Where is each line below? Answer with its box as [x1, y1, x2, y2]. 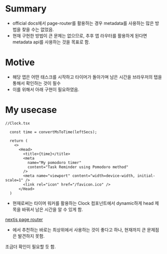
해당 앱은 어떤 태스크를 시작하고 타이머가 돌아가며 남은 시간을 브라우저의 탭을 [12, 73, 162, 80]
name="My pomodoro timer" [27, 160, 81, 165]
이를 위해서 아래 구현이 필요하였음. [12, 86, 79, 92]
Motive [5, 57, 35, 68]
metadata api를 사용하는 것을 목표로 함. [12, 38, 90, 45]
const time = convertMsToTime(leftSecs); [9, 129, 97, 134]
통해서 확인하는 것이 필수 [12, 80, 61, 86]
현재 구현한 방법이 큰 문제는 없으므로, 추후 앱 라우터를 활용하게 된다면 [12, 32, 147, 38]
